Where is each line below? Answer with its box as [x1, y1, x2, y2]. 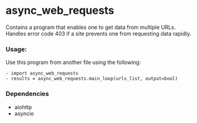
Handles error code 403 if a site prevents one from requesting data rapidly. [5, 30, 192, 37]
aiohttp [14, 103, 32, 110]
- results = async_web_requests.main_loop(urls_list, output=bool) [5, 76, 178, 82]
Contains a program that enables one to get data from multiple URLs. [5, 24, 176, 31]
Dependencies [5, 90, 49, 98]
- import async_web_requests [5, 71, 79, 77]
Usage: [5, 45, 28, 53]
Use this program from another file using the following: [5, 58, 141, 66]
